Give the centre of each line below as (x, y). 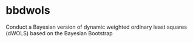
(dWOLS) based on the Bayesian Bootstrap (59, 33)
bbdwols (28, 10)
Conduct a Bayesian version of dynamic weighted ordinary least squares (96, 27)
